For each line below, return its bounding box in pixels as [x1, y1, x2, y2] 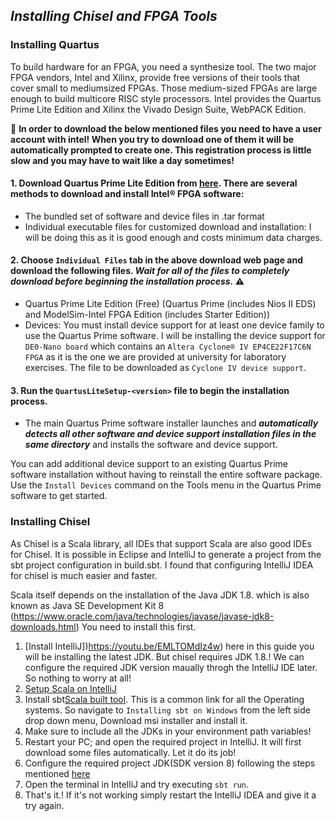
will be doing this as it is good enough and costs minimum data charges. [24, 231, 323, 243]
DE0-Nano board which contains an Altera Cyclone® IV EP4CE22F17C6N [24, 340, 312, 353]
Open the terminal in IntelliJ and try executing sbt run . [24, 778, 250, 790]
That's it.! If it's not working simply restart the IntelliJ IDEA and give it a [24, 789, 317, 801]
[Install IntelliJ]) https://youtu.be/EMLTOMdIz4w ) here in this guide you [24, 640, 315, 652]
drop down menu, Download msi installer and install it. [24, 714, 248, 726]
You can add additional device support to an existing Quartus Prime [10, 458, 289, 470]
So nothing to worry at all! [24, 672, 132, 684]
